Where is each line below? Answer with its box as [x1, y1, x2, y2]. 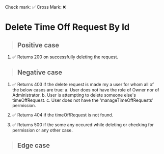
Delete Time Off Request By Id [5, 22, 130, 33]
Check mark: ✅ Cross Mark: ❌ [5, 4, 66, 10]
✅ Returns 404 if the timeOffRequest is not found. [12, 112, 113, 118]
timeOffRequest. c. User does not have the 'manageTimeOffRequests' [12, 97, 154, 103]
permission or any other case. [12, 127, 73, 133]
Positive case [17, 41, 59, 49]
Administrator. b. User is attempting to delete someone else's [12, 92, 136, 98]
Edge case [17, 141, 50, 150]
